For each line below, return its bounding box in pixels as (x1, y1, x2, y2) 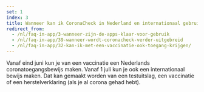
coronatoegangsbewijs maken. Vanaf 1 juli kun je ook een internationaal (6, 65, 185, 73)
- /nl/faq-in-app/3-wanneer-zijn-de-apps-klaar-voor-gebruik (12, 31, 170, 38)
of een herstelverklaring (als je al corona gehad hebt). (6, 78, 141, 85)
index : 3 (6, 15, 29, 21)
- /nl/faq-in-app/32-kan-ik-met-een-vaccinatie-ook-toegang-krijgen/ (12, 43, 191, 49)
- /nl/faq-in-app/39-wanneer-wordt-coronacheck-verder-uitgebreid (12, 37, 183, 43)
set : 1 (6, 8, 23, 15)
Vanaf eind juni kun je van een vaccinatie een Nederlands (6, 59, 150, 67)
